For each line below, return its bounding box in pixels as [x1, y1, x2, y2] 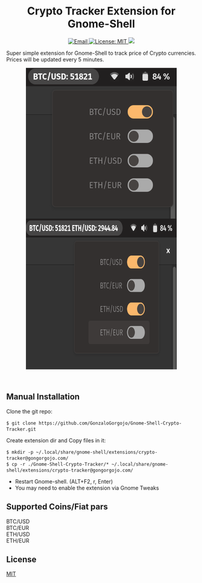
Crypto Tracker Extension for [27, 4, 176, 18]
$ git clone [6, 420, 36, 426]
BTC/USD [6, 517, 30, 525]
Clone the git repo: [6, 408, 53, 415]
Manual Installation [6, 392, 80, 402]
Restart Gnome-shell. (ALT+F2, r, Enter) [14, 477, 113, 485]
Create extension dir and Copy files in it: [6, 436, 106, 444]
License [6, 554, 37, 564]
